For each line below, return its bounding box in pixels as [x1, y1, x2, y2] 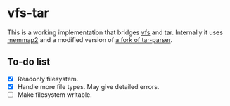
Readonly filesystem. [17, 74, 79, 83]
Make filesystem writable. [17, 90, 93, 99]
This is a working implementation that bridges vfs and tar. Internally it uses [7, 28, 224, 37]
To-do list [7, 56, 51, 68]
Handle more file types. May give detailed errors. [17, 82, 160, 91]
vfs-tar [7, 5, 49, 21]
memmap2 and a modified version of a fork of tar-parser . [7, 35, 173, 44]
